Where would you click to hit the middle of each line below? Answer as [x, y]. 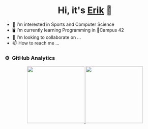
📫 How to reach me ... [36, 43]
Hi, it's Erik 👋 [85, 10]
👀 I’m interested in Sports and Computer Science [63, 24]
